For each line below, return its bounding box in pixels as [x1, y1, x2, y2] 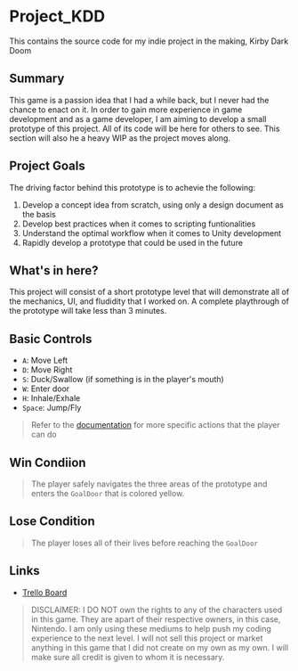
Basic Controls [9, 331, 93, 347]
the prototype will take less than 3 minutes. [9, 306, 167, 316]
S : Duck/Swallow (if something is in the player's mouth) [21, 374, 224, 385]
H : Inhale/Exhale [21, 393, 81, 404]
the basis [21, 209, 56, 219]
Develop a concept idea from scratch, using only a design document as [21, 199, 285, 210]
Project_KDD [9, 6, 105, 27]
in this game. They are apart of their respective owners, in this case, [30, 613, 281, 625]
